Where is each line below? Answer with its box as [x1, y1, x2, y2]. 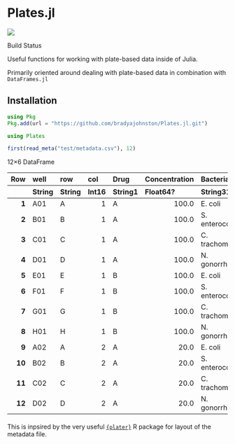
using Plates [7, 132, 45, 139]
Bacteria [200, 174, 229, 184]
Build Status [7, 41, 42, 50]
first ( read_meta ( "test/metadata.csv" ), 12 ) [7, 145, 136, 152]
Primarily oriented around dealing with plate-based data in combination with [7, 68, 226, 76]
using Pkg [7, 113, 36, 120]
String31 [200, 187, 231, 197]
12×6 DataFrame [7, 158, 55, 166]
